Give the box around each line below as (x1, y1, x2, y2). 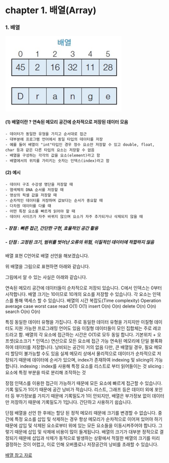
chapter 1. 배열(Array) (5, 5, 97, 16)
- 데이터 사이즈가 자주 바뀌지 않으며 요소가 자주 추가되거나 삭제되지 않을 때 (5, 214, 143, 219)
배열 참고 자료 (5, 452, 33, 458)
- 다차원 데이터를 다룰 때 (5, 203, 51, 209)
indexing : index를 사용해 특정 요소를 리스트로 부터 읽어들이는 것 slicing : (20, 363, 164, 369)
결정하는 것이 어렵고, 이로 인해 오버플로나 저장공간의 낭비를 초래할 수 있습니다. (5, 441, 159, 447)
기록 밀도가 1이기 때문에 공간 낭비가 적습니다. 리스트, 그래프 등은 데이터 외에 (5, 387, 154, 393)
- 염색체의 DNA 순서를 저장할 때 (5, 187, 64, 192)
